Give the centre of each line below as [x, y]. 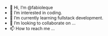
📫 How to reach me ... [32, 28]
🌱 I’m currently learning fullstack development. [56, 18]
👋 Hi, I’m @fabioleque [31, 8]
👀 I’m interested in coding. [36, 13]
